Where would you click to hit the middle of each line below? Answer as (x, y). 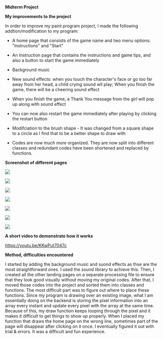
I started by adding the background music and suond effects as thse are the (81, 264)
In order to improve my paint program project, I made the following (72, 26)
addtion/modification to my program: (42, 31)
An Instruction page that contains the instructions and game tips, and (81, 55)
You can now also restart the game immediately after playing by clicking (84, 113)
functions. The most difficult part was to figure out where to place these (77, 290)
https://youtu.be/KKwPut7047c (36, 245)
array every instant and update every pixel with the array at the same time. (80, 306)
